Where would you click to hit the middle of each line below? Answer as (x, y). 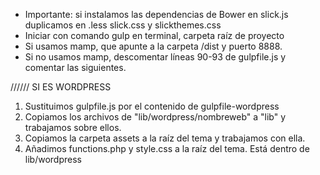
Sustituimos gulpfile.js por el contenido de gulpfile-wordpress (152, 106)
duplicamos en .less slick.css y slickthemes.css (123, 25)
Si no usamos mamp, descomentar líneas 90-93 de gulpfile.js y (155, 57)
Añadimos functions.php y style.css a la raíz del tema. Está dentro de (167, 148)
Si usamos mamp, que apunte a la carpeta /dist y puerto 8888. (153, 46)
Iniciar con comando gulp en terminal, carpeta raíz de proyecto (154, 35)
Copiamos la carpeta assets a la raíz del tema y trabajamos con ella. (165, 138)
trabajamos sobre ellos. (73, 127)
